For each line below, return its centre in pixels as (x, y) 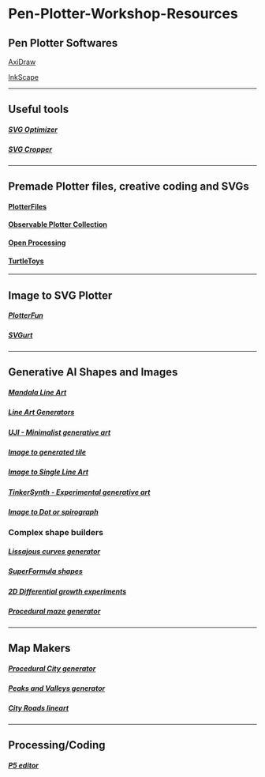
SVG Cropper (30, 149)
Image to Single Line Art (49, 472)
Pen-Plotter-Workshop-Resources (123, 14)
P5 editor (24, 765)
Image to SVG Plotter (60, 295)
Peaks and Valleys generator (57, 688)
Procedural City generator (52, 668)
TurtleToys (26, 261)
